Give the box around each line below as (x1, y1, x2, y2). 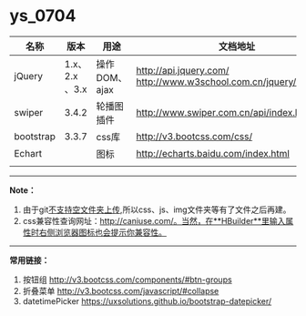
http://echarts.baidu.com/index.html (136, 147, 290, 159)
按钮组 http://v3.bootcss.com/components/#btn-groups (22, 274, 232, 285)
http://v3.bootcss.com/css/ (136, 129, 253, 142)
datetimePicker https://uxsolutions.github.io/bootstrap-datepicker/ (22, 295, 272, 306)
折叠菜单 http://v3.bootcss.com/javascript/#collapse (22, 285, 219, 296)
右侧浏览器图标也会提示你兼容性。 (38, 227, 167, 238)
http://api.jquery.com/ (136, 64, 229, 76)
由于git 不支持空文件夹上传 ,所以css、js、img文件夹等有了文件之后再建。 (22, 204, 291, 215)
